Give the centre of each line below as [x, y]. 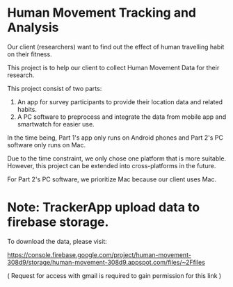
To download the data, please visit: [57, 241]
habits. [27, 109]
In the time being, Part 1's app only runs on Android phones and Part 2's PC [115, 138]
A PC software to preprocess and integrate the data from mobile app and [122, 117]
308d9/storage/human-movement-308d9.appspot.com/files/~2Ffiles [106, 262]
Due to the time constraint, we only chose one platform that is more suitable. [117, 158]
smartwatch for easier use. [56, 124]
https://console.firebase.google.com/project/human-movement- [99, 254]
